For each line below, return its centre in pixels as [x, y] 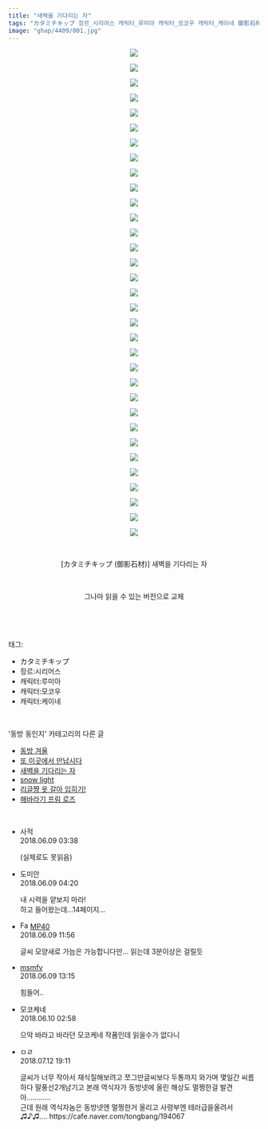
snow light [37, 780]
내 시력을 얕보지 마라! [53, 900]
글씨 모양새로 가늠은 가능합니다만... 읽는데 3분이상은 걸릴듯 [111, 952]
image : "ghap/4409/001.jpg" [55, 30]
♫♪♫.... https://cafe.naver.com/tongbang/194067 [102, 1116]
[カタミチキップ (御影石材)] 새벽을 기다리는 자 [134, 564]
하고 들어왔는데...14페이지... [63, 910]
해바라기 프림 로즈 [47, 799]
